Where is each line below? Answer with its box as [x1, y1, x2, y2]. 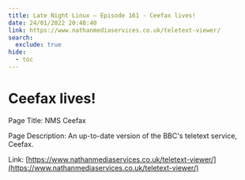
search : [8, 33, 34, 42]
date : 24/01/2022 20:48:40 [8, 19, 97, 27]
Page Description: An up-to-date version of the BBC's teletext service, [8, 131, 237, 141]
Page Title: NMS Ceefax [8, 115, 87, 125]
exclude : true [15, 41, 62, 49]
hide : [8, 48, 26, 56]
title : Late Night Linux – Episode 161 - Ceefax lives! [8, 11, 196, 20]
